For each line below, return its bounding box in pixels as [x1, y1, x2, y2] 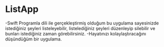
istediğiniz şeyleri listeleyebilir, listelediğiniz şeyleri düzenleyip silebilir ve [5, 25, 155, 31]
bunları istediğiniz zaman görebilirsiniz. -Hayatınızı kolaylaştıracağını [5, 30, 146, 36]
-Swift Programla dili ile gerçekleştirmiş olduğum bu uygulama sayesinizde [5, 20, 159, 26]
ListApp [5, 3, 39, 15]
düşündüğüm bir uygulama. [5, 36, 62, 42]
